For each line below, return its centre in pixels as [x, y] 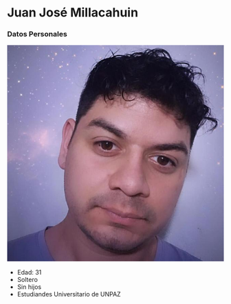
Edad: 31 [29, 272]
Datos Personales [37, 34]
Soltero [27, 280]
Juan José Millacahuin [73, 13]
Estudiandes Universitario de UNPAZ [69, 294]
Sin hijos [29, 287]
